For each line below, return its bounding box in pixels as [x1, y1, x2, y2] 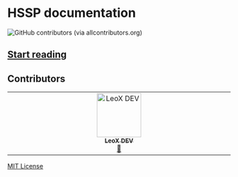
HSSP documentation [7, 5, 136, 21]
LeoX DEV [104, 137, 134, 145]
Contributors [7, 73, 66, 85]
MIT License [7, 162, 44, 171]
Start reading [7, 49, 67, 61]
